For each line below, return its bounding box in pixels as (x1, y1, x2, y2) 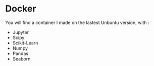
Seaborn (12, 55, 31, 61)
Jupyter (12, 29, 29, 35)
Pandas (12, 50, 29, 56)
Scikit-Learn (12, 39, 38, 45)
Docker (5, 3, 36, 14)
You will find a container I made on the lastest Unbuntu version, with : (5, 19, 149, 25)
